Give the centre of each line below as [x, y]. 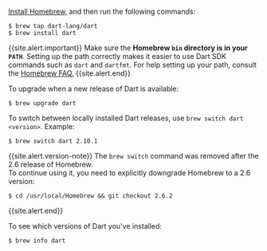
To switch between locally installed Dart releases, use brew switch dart [126, 118]
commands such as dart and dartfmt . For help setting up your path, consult [133, 65]
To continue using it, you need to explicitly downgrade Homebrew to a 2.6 [130, 173]
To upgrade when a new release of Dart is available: [94, 88]
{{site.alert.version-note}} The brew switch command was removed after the [133, 156]
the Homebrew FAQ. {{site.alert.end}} [70, 73]
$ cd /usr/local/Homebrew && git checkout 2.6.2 [90, 196]
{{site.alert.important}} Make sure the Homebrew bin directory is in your [128, 48]
